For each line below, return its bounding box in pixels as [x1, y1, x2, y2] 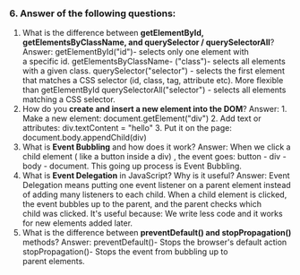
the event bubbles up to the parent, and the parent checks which [21, 199, 262, 210]
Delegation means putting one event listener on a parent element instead [21, 180, 291, 191]
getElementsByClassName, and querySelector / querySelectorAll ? [21, 37, 275, 47]
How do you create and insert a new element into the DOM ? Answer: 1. [21, 104, 287, 115]
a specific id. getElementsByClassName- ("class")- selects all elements [21, 56, 287, 67]
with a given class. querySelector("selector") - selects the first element [21, 65, 285, 76]
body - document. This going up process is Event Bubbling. [21, 160, 242, 172]
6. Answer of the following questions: [9, 7, 176, 20]
